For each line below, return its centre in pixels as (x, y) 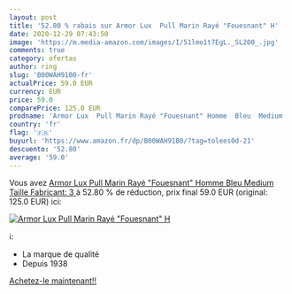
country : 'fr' (35, 125)
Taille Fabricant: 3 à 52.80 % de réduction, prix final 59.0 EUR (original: (138, 192)
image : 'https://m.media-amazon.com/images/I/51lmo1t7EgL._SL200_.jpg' (144, 42)
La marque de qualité (61, 254)
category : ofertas (43, 58)
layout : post (33, 17)
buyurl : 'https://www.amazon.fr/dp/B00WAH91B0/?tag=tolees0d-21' (132, 141)
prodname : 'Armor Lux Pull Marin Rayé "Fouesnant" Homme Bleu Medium (146, 116)
